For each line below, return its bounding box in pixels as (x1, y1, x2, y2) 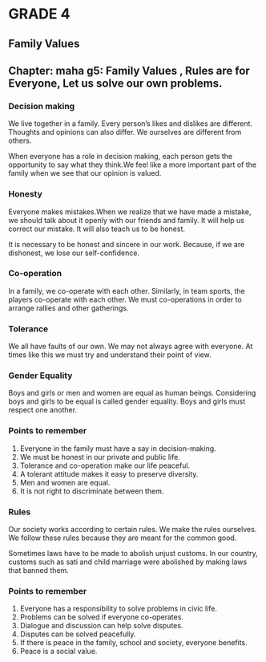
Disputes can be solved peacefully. (19, 629, 136, 639)
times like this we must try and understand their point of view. (8, 350, 212, 359)
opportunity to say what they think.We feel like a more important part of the (8, 160, 257, 169)
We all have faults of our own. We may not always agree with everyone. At (8, 342, 253, 351)
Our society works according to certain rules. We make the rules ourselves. (8, 525, 257, 534)
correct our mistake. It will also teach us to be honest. (8, 224, 186, 234)
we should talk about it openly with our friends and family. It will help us (8, 215, 244, 225)
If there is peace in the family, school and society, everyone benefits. (19, 638, 248, 648)
